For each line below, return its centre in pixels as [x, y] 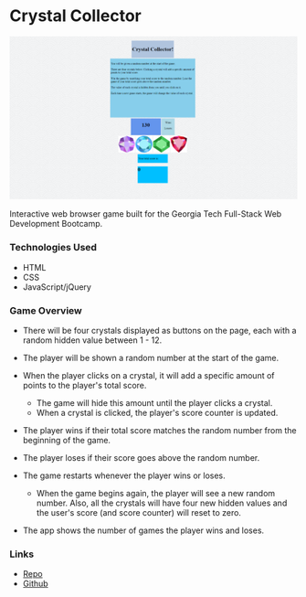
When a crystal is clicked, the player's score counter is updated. [157, 413]
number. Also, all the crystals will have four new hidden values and [162, 503]
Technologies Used [53, 248]
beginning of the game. [67, 440]
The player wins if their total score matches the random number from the [159, 430]
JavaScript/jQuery [57, 287]
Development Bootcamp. [56, 224]
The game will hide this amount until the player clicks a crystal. [154, 403]
